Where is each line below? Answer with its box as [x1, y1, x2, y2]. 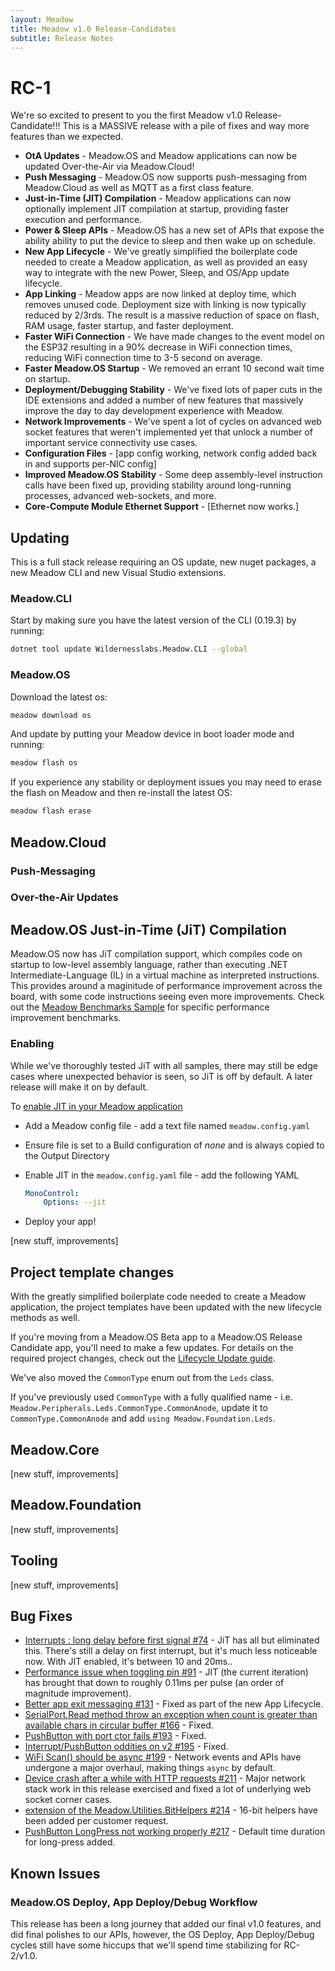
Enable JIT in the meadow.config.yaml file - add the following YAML [24, 1169, 300, 1181]
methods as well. [10, 1312, 80, 1324]
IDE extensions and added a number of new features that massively [24, 394, 304, 406]
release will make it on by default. [10, 1081, 149, 1093]
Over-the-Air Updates [10, 891, 119, 905]
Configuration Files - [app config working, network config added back [24, 447, 318, 460]
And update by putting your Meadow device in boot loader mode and [10, 728, 295, 740]
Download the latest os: [10, 691, 108, 703]
